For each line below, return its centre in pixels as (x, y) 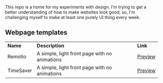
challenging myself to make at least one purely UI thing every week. (73, 17)
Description (50, 46)
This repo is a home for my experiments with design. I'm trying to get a (76, 7)
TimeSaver (20, 70)
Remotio (17, 56)
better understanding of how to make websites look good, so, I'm (70, 12)
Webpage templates (36, 33)
